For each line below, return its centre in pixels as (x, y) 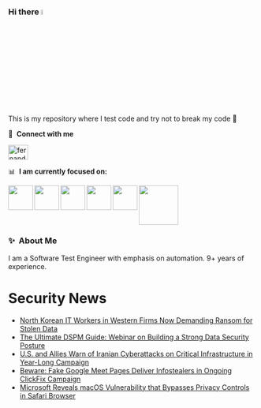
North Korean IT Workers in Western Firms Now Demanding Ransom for (136, 320)
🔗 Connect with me (41, 133)
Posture (32, 345)
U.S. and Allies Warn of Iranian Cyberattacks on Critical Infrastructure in (136, 354)
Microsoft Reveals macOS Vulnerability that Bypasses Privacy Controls (134, 387)
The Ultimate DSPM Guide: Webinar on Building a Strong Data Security (134, 337)
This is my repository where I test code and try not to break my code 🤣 (123, 118)
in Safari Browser (48, 395)
